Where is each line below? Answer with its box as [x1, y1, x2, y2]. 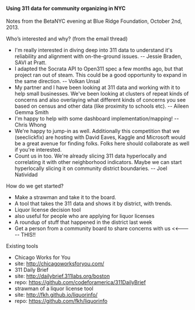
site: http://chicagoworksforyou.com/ [14, 260, 105, 267]
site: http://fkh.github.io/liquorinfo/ [14, 291, 98, 298]
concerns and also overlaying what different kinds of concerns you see [14, 97, 186, 104]
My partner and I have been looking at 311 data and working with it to [14, 84, 180, 91]
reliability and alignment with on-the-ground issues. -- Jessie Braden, [14, 53, 183, 60]
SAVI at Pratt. [14, 59, 47, 66]
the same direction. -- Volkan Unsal [14, 78, 100, 85]
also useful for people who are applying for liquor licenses [14, 213, 155, 220]
